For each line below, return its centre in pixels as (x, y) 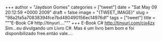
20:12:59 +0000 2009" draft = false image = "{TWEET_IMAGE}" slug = (77, 12)
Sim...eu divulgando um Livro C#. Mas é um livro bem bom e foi (70, 28)
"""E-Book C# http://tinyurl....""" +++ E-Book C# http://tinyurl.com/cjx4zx (80, 23)
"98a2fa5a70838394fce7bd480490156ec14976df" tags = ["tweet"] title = (80, 18)
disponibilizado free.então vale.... (39, 33)
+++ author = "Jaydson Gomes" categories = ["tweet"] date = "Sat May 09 (81, 7)
